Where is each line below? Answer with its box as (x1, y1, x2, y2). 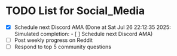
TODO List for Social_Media (5, 4, 145, 18)
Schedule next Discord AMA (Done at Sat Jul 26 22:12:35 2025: (14, 24, 171, 31)
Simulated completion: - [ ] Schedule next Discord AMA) (14, 31, 153, 37)
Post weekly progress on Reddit (14, 37, 93, 44)
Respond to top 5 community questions (14, 43, 112, 51)
